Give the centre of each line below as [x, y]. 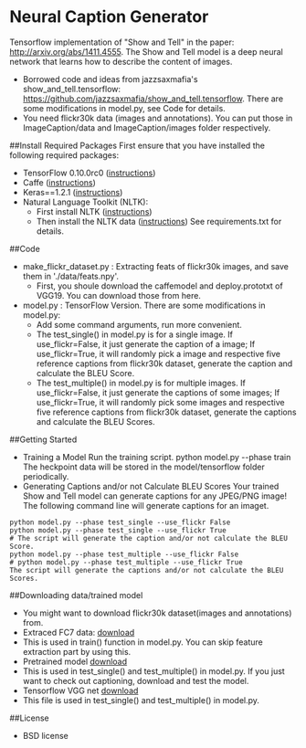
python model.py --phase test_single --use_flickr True [118, 530]
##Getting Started [43, 439]
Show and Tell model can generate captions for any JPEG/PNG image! [155, 496]
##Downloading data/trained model [76, 595]
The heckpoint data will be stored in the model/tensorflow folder [143, 467]
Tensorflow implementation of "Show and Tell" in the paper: [122, 42]
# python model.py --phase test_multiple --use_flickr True [127, 562]
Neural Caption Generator [109, 17]
